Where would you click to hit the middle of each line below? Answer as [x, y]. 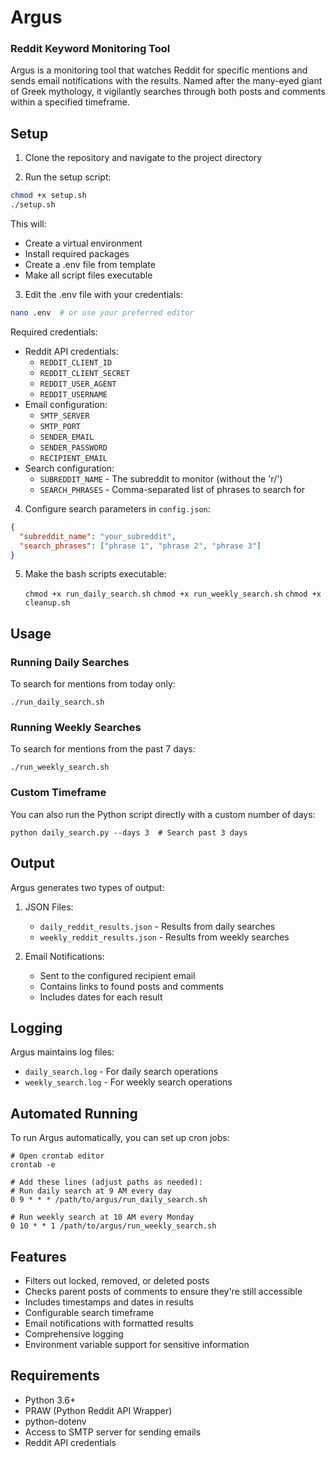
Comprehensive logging [74, 1333]
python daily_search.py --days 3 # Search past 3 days [129, 832]
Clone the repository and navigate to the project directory [143, 158]
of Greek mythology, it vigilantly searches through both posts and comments [168, 92]
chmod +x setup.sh [48, 196]
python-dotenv [55, 1421]
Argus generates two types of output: [87, 887]
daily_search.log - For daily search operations [121, 1072]
